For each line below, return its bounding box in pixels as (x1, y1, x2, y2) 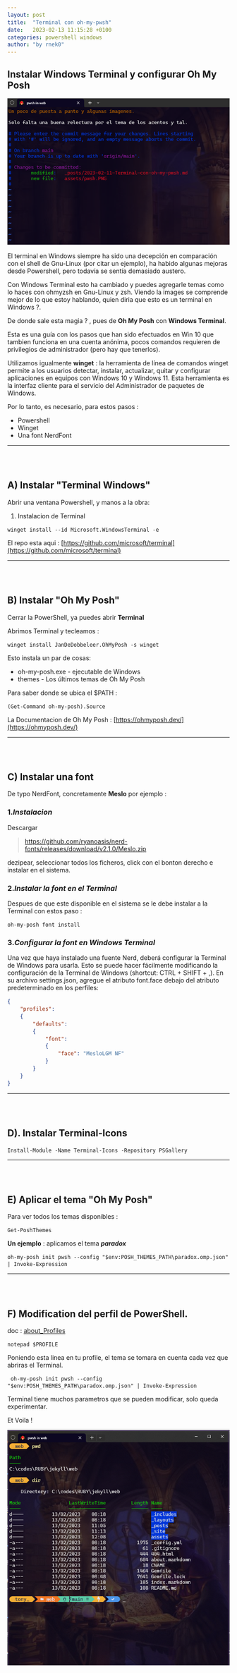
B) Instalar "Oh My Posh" (7, 595, 120, 607)
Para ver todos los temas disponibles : (7, 1212, 119, 1221)
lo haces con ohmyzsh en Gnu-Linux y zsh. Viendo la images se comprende (7, 288, 228, 296)
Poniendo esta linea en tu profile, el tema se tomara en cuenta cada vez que (7, 1353, 229, 1362)
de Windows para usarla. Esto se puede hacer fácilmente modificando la (7, 961, 219, 970)
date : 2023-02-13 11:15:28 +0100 (7, 26, 112, 33)
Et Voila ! (7, 1416, 33, 1425)
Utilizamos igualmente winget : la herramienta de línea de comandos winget (7, 358, 229, 367)
